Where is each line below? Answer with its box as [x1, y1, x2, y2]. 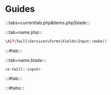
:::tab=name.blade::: [5, 57, 46, 63]
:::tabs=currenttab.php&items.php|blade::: [5, 20, 90, 26]
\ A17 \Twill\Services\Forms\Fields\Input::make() [5, 38, 107, 44]
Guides [5, 3, 36, 15]
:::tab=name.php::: [5, 29, 43, 35]
